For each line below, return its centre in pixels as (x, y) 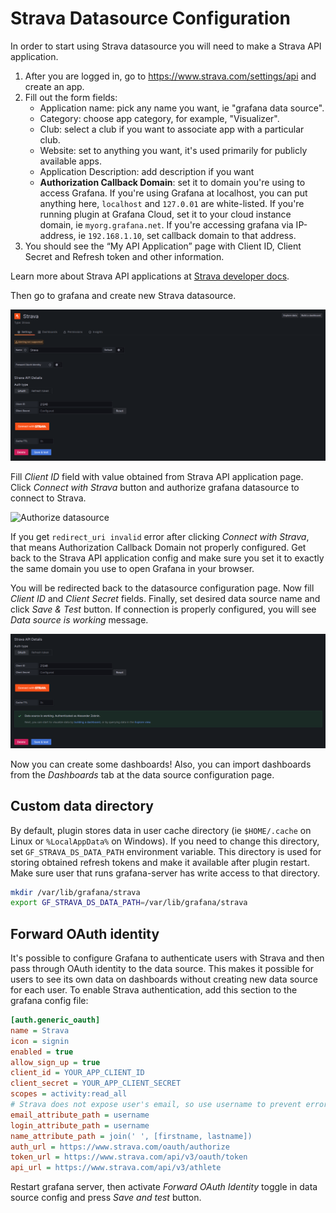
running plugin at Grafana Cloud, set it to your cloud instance (165, 214)
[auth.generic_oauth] (55, 1020)
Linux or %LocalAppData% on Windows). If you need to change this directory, (165, 841)
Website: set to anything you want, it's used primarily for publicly (173, 150)
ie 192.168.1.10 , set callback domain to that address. (187, 235)
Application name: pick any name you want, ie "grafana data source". (182, 108)
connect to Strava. (48, 498)
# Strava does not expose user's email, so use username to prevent (156, 1105)
